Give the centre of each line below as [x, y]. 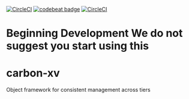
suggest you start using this [77, 46]
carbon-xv [33, 73]
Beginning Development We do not [94, 33]
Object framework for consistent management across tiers [79, 90]
